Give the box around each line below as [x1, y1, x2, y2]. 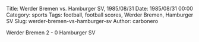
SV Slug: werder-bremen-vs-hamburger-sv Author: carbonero [6, 18, 159, 24]
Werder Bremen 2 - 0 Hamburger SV [6, 29, 96, 36]
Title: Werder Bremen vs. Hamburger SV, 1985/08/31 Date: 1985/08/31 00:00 [6, 5, 193, 12]
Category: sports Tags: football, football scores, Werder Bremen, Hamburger [6, 11, 194, 18]
